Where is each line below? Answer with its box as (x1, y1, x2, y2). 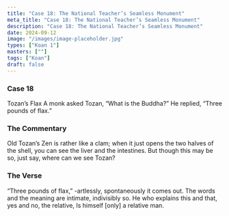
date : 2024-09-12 (7, 29, 57, 36)
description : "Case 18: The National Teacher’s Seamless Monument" (7, 23, 204, 29)
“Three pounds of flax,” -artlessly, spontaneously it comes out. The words (7, 187, 215, 195)
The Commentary (7, 123, 67, 133)
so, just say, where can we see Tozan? (7, 154, 116, 162)
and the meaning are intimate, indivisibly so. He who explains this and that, (7, 193, 217, 202)
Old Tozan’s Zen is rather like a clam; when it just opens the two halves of (7, 139, 214, 147)
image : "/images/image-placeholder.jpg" (7, 36, 124, 43)
